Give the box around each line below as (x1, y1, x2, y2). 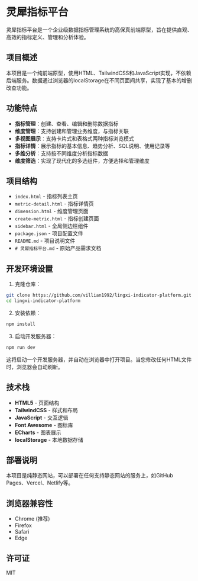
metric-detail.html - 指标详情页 (14, 200, 94, 207)
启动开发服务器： (14, 332, 57, 339)
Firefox (14, 522, 33, 529)
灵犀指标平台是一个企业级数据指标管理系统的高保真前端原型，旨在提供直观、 (6, 26, 193, 33)
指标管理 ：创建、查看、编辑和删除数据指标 (14, 120, 119, 127)
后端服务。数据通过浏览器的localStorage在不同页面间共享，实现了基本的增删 (6, 76, 192, 84)
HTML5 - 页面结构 (14, 399, 60, 406)
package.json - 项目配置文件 (14, 230, 84, 237)
